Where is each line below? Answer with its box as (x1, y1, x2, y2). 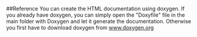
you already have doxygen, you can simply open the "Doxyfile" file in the (6, 11, 185, 18)
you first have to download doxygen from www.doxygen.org (6, 24, 154, 31)
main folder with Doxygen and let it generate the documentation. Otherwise (6, 18, 192, 24)
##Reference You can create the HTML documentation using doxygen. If (6, 5, 185, 12)
